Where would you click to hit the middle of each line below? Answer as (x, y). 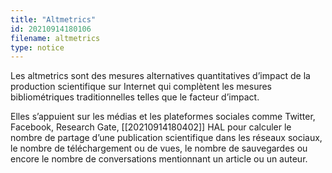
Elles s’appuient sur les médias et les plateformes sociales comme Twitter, (163, 117)
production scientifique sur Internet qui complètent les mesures (141, 87)
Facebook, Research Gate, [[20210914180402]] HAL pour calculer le (151, 127)
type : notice (37, 47)
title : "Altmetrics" (53, 19)
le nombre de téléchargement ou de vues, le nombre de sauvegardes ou (159, 148)
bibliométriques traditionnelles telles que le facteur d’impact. (135, 97)
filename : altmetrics (55, 38)
